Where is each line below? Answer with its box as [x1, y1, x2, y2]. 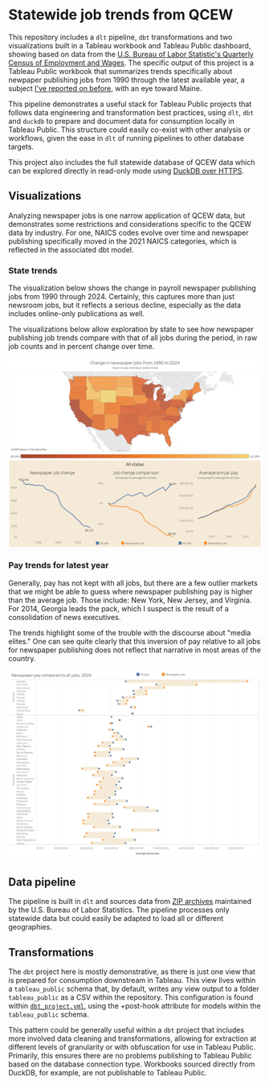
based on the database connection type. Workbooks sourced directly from [8, 1059, 255, 1069]
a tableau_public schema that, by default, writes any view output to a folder [8, 984, 259, 993]
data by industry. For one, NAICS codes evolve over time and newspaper [8, 228, 249, 237]
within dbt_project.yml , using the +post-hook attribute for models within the [8, 1001, 261, 1010]
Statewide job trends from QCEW [8, 6, 234, 24]
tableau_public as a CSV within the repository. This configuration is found [8, 992, 254, 1002]
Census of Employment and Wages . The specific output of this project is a [8, 58, 255, 68]
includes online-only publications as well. [8, 309, 145, 319]
